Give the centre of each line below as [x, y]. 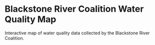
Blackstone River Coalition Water [74, 9]
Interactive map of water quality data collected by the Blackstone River [77, 33]
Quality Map [30, 19]
